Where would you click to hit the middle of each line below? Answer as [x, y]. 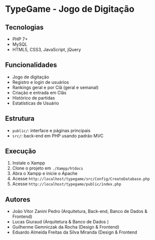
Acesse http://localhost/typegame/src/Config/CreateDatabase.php [81, 179]
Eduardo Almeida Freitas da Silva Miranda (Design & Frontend [75, 232]
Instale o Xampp [29, 163]
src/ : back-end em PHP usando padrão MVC [58, 136]
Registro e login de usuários [41, 82]
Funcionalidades [31, 65]
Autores [18, 199]
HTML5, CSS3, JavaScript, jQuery [46, 50]
